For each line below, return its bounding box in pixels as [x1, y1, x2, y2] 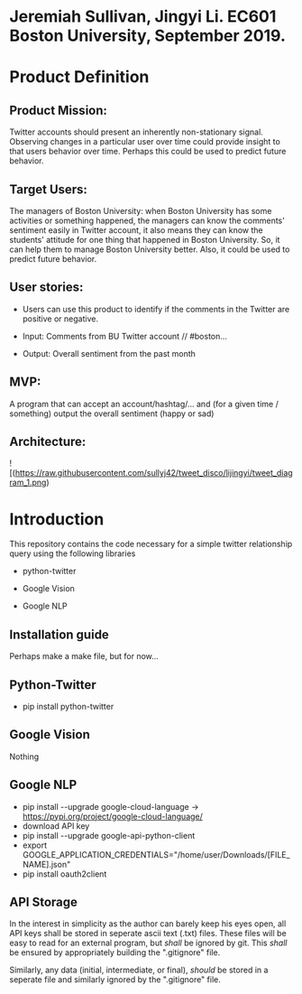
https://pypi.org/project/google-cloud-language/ [22, 811, 203, 822]
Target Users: [9, 181, 88, 197]
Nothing [9, 751, 40, 762]
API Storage [9, 895, 78, 910]
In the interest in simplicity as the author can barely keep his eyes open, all [9, 918, 287, 929]
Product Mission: [9, 102, 108, 118]
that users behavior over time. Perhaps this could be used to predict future [9, 146, 287, 157]
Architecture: [9, 434, 87, 450]
